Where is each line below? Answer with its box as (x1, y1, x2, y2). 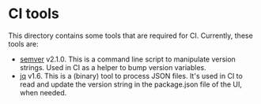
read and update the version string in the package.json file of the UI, (19, 80, 243, 89)
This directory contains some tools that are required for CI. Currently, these (8, 31, 253, 40)
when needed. (19, 87, 67, 97)
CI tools (8, 5, 59, 23)
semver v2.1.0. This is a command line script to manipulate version (19, 54, 236, 64)
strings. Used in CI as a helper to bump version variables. (19, 62, 207, 72)
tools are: (8, 39, 40, 48)
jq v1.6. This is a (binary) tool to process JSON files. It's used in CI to (19, 71, 243, 80)
